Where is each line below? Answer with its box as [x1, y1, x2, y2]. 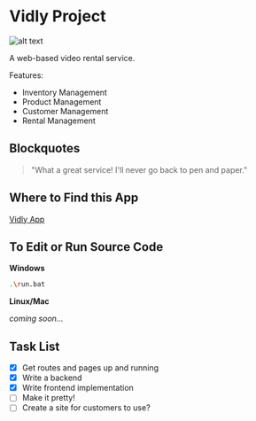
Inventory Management [21, 87, 108, 97]
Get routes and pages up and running [21, 363, 159, 373]
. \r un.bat [9, 280, 46, 289]
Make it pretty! [21, 393, 75, 403]
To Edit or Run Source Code [9, 239, 164, 254]
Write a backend [21, 372, 82, 383]
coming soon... [9, 313, 64, 324]
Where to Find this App [9, 191, 139, 206]
